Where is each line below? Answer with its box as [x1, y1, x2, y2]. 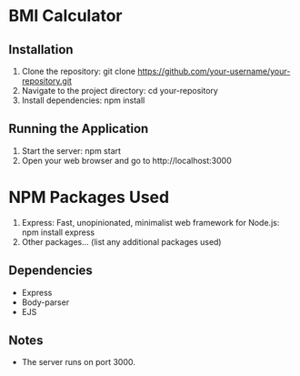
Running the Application [8, 121, 149, 137]
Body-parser [21, 297, 70, 308]
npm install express [21, 227, 95, 238]
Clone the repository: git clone [21, 66, 135, 76]
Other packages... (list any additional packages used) [21, 236, 222, 247]
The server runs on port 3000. [21, 357, 135, 368]
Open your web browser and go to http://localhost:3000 [21, 155, 233, 166]
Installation [8, 42, 74, 57]
